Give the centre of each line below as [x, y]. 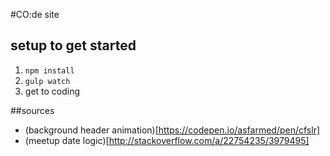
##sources [32, 110]
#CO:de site [35, 14]
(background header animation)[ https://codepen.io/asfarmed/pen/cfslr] [172, 130]
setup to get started [73, 45]
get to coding [52, 91]
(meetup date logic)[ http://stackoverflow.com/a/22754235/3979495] [167, 140]
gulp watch [47, 81]
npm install [49, 70]
